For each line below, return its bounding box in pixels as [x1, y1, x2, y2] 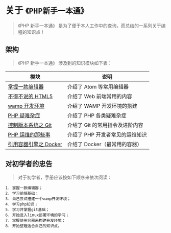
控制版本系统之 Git [8, 121, 52, 128]
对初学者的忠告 [5, 159, 53, 169]
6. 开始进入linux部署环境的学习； [5, 213, 69, 218]
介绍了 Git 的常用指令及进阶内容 [67, 121, 144, 128]
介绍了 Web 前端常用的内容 [67, 92, 133, 100]
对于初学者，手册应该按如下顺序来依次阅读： [17, 174, 112, 180]
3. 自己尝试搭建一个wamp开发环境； [5, 196, 71, 201]
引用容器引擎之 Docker [8, 141, 63, 148]
